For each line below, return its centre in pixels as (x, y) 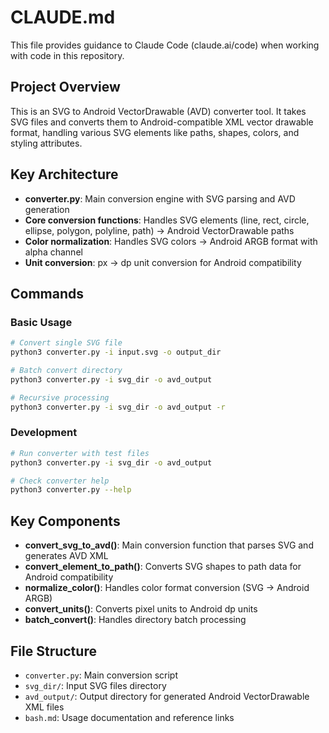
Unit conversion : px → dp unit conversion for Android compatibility (163, 262)
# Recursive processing (60, 397)
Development (44, 433)
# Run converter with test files (80, 453)
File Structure (53, 651)
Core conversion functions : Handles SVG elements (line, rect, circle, (167, 220)
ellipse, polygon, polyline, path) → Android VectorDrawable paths (159, 230)
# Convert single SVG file (66, 343)
